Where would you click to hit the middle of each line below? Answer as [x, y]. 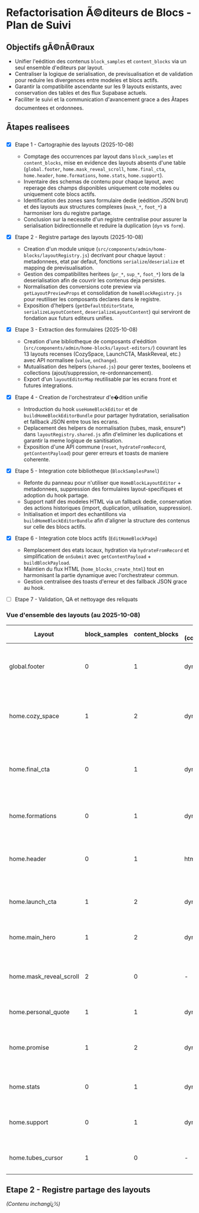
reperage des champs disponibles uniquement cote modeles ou [101, 188]
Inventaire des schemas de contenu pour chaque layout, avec [99, 181]
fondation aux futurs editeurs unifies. [69, 318]
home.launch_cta [33, 902]
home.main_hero [32, 937]
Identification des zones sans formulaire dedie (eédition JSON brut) [106, 200]
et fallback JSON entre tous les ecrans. [71, 422]
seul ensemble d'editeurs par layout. [59, 67]
